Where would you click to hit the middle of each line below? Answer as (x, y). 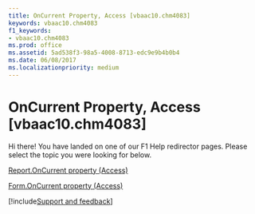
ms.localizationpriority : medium (64, 68)
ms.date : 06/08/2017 (43, 61)
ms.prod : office (35, 46)
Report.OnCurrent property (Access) (69, 170)
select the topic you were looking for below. (80, 155)
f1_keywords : (30, 30)
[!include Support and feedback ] (61, 201)
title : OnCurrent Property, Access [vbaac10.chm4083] (100, 16)
